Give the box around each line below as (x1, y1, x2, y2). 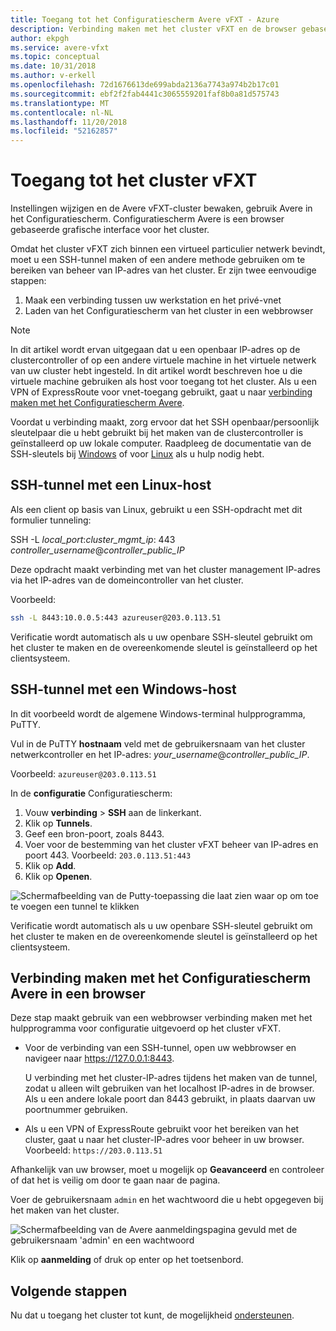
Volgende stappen (10, 1282, 128, 1300)
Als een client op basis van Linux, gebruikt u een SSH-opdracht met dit (10, 503, 303, 515)
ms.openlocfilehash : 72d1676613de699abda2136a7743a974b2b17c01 (10, 80, 280, 90)
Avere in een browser (10, 985, 146, 1002)
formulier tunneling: (10, 514, 92, 526)
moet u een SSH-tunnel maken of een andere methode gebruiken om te (10, 254, 306, 266)
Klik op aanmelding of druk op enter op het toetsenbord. (10, 1254, 244, 1266)
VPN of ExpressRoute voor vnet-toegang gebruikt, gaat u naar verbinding (10, 386, 313, 398)
